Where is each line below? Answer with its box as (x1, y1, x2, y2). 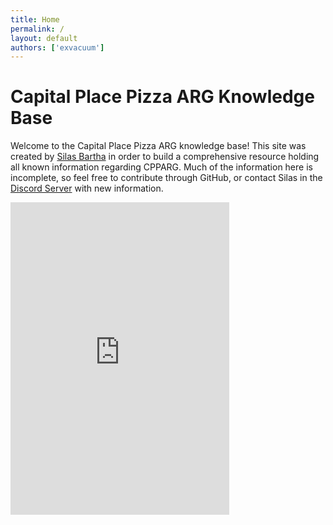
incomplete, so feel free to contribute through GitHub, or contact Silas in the (10, 172, 323, 184)
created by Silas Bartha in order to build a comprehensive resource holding (10, 151, 320, 163)
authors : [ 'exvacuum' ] (10, 42, 105, 53)
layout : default (10, 33, 78, 43)
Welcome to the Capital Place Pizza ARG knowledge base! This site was (10, 140, 307, 152)
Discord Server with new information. (10, 182, 164, 195)
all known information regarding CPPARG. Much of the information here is (10, 161, 313, 173)
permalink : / (10, 24, 65, 34)
